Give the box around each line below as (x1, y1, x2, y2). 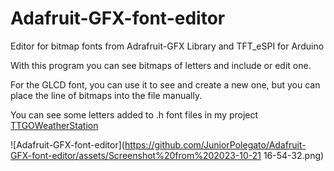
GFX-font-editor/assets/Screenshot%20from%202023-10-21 (10, 149, 262, 161)
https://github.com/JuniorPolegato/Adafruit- (124, 138, 307, 151)
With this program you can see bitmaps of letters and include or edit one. (10, 59, 312, 71)
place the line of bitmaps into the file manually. (10, 89, 203, 101)
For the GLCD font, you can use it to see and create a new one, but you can (10, 78, 321, 91)
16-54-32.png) (263, 149, 325, 161)
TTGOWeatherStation (10, 119, 99, 131)
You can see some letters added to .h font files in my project (10, 108, 259, 121)
